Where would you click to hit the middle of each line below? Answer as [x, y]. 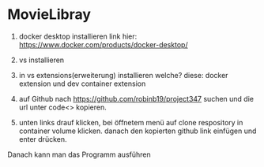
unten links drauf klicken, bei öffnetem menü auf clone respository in [131, 122]
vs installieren [41, 60]
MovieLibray [49, 15]
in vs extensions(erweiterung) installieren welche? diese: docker [123, 75]
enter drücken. [43, 139]
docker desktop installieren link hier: [78, 36]
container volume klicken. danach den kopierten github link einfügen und [138, 131]
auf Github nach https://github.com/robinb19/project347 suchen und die [136, 98]
